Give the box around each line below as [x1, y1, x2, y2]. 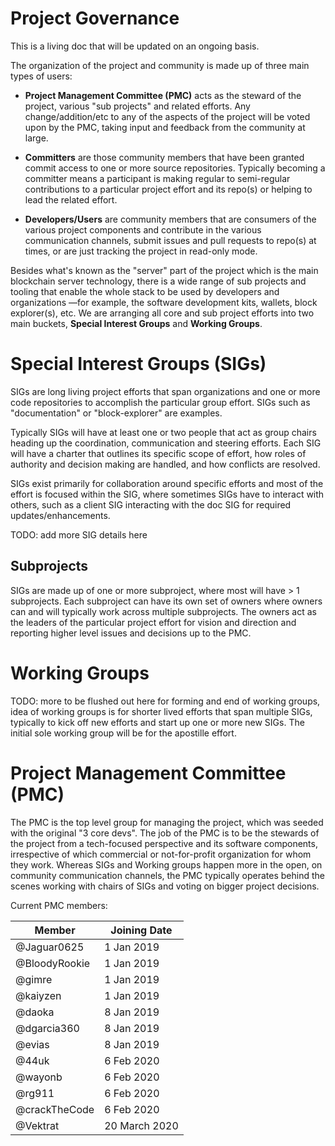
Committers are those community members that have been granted [24, 151, 305, 163]
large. [24, 132, 49, 144]
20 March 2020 [104, 1118, 179, 1132]
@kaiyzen [15, 988, 62, 1002]
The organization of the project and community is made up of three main [10, 59, 310, 71]
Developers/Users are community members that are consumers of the [24, 213, 317, 225]
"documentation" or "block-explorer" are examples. [10, 407, 223, 419]
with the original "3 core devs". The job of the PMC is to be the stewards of [10, 827, 320, 839]
